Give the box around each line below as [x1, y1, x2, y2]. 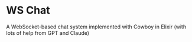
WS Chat [6, 4, 50, 17]
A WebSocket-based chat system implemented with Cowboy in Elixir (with [6, 23, 187, 30]
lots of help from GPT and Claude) [6, 29, 90, 36]
